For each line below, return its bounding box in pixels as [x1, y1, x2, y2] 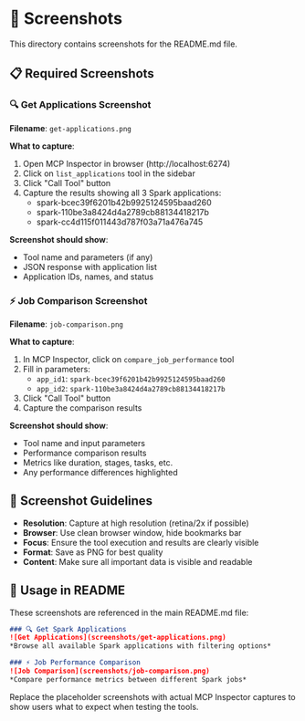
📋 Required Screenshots [9, 66, 155, 81]
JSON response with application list [22, 261, 158, 272]
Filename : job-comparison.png [9, 319, 123, 329]
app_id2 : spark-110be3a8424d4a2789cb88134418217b [36, 382, 226, 393]
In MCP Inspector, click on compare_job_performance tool [22, 353, 235, 364]
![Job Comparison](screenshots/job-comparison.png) [9, 666, 210, 676]
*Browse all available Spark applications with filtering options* [9, 642, 272, 651]
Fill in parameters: [22, 363, 91, 374]
